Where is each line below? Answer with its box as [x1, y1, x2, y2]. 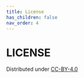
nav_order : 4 [6, 20, 39, 26]
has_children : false [6, 14, 58, 20]
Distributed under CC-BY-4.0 [6, 65, 78, 73]
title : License [6, 8, 44, 15]
